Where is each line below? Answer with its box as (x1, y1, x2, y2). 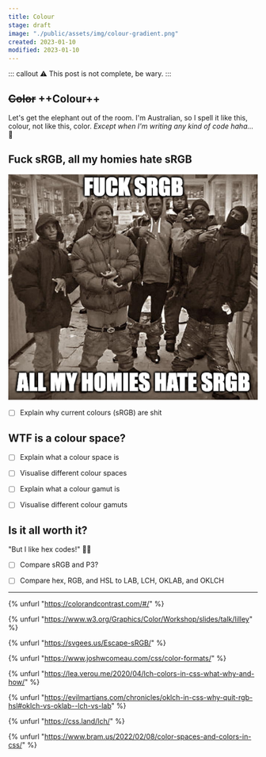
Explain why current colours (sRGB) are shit (19, 408, 162, 418)
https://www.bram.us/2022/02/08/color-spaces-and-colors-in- (44, 732, 252, 741)
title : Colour (8, 13, 55, 21)
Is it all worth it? (8, 523, 88, 537)
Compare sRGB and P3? (19, 560, 99, 570)
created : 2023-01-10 (8, 38, 77, 46)
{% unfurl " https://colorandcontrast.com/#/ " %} (8, 599, 165, 609)
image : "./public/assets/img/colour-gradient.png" (8, 29, 179, 37)
